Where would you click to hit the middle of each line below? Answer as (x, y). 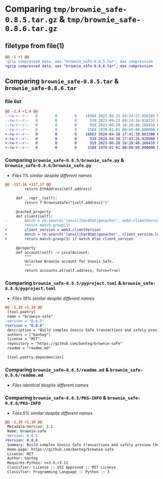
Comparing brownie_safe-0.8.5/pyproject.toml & (63, 283)
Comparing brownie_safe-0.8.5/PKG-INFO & (56, 398)
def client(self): (34, 216)
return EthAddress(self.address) (58, 189)
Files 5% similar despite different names (52, 413)
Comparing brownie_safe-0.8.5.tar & (62, 81)
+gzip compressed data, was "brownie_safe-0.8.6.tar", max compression (79, 66)
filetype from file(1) (35, 46)
